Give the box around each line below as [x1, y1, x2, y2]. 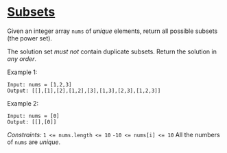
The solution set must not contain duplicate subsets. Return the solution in [7, 47, 217, 56]
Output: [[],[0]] [7, 118, 57, 126]
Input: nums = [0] [7, 113, 60, 119]
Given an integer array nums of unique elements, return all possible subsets [7, 27, 218, 35]
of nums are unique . [7, 138, 61, 146]
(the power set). [7, 34, 53, 42]
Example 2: [7, 99, 39, 107]
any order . [7, 54, 36, 62]
